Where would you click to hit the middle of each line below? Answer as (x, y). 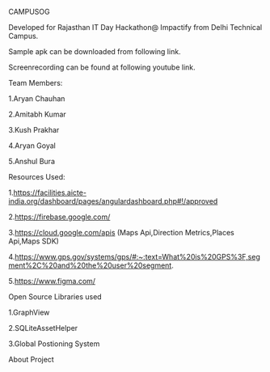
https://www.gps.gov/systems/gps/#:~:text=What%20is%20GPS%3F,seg (138, 257)
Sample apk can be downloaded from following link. (95, 51)
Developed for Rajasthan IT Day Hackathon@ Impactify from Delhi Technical (135, 27)
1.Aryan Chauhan (37, 99)
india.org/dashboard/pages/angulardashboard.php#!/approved (113, 201)
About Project (31, 359)
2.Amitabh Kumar (37, 114)
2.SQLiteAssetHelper (43, 328)
